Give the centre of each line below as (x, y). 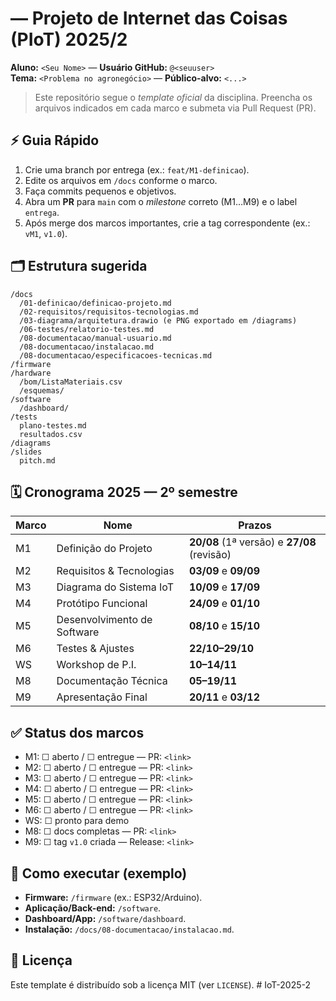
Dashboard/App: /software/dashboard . (105, 918)
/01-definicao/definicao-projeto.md (95, 303)
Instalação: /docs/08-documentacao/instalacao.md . (129, 929)
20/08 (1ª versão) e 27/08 (252, 542)
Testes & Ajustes (95, 649)
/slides (26, 452)
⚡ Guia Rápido (55, 140)
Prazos (255, 525)
